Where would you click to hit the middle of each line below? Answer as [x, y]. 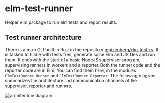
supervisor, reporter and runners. [39, 86]
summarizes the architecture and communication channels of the [71, 80]
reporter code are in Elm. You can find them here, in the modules [71, 70]
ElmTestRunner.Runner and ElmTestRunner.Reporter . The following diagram [81, 75]
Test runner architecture [44, 38]
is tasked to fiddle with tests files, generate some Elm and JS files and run [80, 54]
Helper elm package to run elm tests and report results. [61, 22]
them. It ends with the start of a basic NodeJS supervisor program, [73, 60]
